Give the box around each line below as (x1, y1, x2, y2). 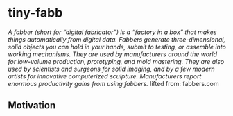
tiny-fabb (8, 5, 63, 21)
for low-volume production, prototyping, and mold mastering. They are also (8, 57, 225, 65)
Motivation (8, 99, 56, 112)
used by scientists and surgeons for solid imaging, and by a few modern (8, 65, 216, 73)
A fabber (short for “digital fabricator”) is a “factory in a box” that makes (8, 28, 217, 36)
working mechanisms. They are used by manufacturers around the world (8, 50, 218, 58)
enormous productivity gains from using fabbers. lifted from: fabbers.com (8, 79, 219, 88)
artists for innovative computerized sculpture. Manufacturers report (8, 72, 202, 81)
